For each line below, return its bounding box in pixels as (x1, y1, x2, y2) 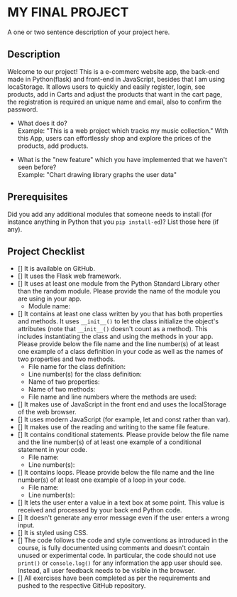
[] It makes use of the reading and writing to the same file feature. (17, 423, 210, 431)
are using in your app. (17, 294, 82, 303)
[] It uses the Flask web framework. (17, 271, 122, 281)
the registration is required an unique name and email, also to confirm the (7, 97, 222, 106)
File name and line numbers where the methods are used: (28, 392, 197, 402)
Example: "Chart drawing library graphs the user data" (17, 170, 177, 178)
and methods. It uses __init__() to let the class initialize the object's (17, 317, 219, 326)
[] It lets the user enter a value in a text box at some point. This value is (17, 498, 225, 507)
